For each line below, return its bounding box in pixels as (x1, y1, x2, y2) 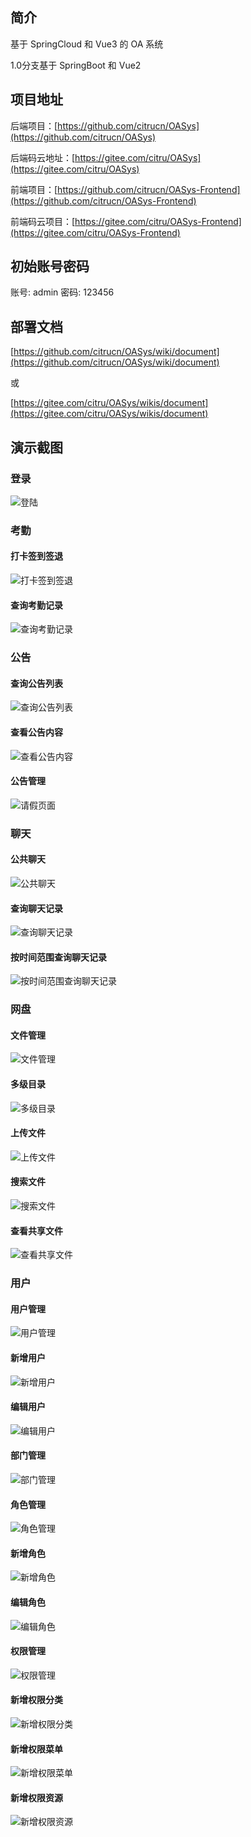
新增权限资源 (10, 1791, 63, 1803)
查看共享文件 (10, 1224, 63, 1237)
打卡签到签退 (10, 550, 63, 562)
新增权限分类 (10, 1694, 63, 1706)
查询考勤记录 (10, 599, 63, 611)
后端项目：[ (10, 119, 58, 132)
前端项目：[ (10, 183, 58, 195)
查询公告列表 (10, 677, 63, 689)
